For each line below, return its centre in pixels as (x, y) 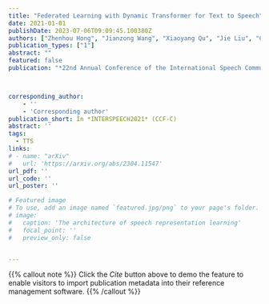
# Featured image (37, 201)
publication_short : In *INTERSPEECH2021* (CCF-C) (93, 119)
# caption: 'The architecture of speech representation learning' (125, 223)
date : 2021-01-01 (37, 23)
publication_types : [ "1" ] (51, 46)
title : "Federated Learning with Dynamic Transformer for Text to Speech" (136, 16)
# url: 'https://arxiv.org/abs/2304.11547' (85, 164)
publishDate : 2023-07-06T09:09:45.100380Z (80, 30)
